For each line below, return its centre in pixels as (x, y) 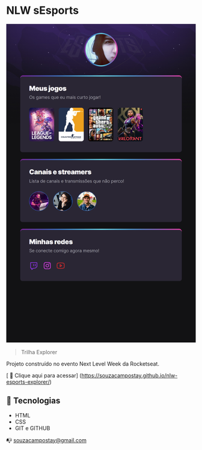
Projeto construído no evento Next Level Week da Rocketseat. (83, 364)
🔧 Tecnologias (33, 401)
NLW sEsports (43, 11)
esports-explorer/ (28, 382)
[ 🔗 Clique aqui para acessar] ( (44, 375)
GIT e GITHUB (32, 428)
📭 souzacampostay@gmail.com (47, 440)
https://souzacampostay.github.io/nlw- (129, 375)
